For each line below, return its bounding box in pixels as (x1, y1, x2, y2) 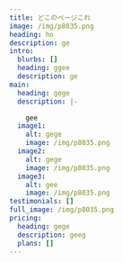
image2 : (17, 147, 47, 156)
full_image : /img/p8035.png (9, 205, 115, 214)
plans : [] (17, 239, 54, 248)
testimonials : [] (9, 197, 75, 206)
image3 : (17, 172, 47, 181)
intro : (9, 47, 34, 56)
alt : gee (25, 180, 58, 189)
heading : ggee (17, 64, 70, 73)
